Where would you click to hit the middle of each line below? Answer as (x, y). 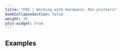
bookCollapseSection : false (34, 14)
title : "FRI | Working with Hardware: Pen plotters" (61, 10)
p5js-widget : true (24, 23)
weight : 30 (16, 19)
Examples (21, 43)
